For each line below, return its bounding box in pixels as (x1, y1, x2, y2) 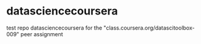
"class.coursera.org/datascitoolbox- (103, 24, 195, 31)
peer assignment (20, 30, 63, 37)
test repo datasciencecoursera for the (6, 24, 103, 31)
